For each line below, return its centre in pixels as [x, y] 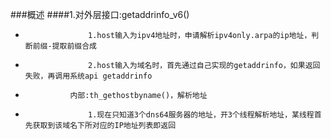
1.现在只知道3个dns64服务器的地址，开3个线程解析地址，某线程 [201, 115]
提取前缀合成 [74, 46]
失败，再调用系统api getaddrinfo [88, 76]
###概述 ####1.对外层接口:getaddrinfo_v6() [100, 14]
